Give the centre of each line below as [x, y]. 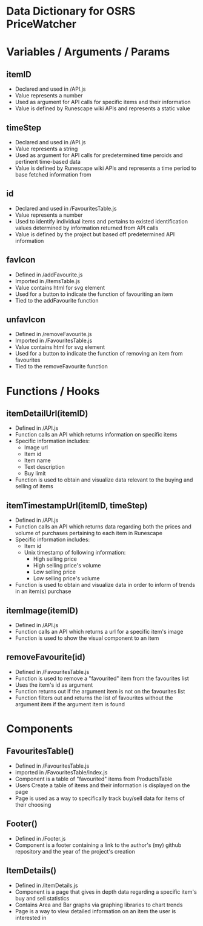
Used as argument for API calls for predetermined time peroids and [99, 155]
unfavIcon [26, 320]
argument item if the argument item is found [70, 704]
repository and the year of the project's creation [75, 851]
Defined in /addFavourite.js [49, 275]
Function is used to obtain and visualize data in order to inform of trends [105, 585]
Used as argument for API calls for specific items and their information [103, 102]
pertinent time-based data [48, 162]
